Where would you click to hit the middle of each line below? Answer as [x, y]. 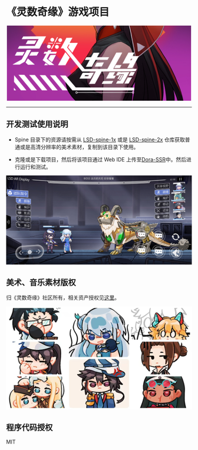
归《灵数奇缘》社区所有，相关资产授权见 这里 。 [63, 297]
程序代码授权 [29, 427]
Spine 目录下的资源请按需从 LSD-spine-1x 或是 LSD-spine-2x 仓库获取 [100, 140]
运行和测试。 [35, 167]
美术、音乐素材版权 [41, 282]
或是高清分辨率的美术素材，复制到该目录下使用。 [79, 147]
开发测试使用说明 [37, 124]
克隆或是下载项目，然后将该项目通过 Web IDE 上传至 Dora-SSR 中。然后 [100, 159]
